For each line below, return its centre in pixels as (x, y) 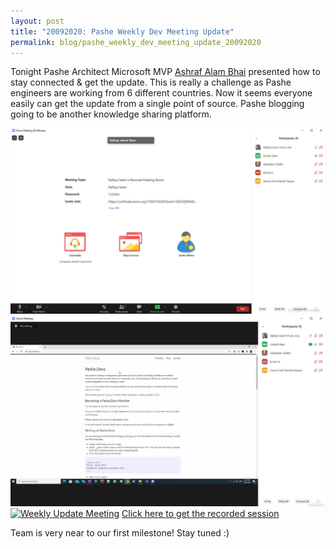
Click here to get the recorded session (200, 514)
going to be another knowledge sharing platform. (111, 114)
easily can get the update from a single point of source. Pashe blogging (157, 104)
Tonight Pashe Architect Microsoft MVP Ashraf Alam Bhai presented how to (165, 72)
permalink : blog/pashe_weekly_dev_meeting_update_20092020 (136, 42)
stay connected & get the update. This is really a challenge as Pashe (151, 82)
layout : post (37, 21)
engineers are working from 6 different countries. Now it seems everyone (161, 93)
